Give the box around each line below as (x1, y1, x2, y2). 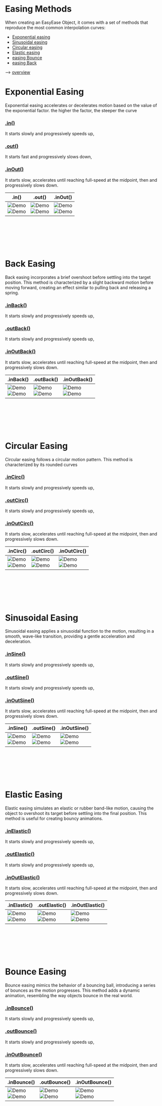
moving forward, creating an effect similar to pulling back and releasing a (5, 284, 151, 290)
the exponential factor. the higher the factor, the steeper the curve (5, 107, 137, 113)
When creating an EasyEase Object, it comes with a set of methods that (5, 19, 148, 25)
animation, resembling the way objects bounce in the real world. (5, 993, 133, 999)
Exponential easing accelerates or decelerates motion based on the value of (5, 102, 157, 108)
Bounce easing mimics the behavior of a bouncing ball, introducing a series (5, 983, 156, 988)
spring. (5, 290, 19, 295)
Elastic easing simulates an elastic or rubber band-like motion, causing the (5, 805, 154, 811)
